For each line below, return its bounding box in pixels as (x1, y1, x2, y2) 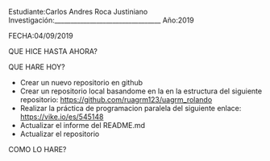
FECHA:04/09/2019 (8, 31, 74, 40)
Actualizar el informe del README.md (19, 121, 146, 130)
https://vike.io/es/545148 (19, 112, 104, 122)
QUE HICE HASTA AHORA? (8, 47, 98, 56)
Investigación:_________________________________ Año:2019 (8, 15, 195, 25)
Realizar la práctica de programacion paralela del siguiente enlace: (19, 104, 242, 113)
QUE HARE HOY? (8, 62, 66, 72)
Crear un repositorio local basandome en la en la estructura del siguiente (19, 86, 263, 96)
